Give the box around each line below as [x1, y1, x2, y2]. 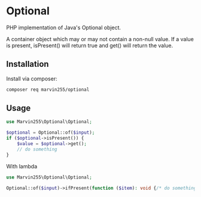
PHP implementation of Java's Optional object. [6, 24, 121, 31]
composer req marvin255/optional [6, 87, 90, 93]
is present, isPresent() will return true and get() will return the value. [6, 42, 173, 49]
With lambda [6, 162, 38, 170]
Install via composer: [6, 75, 58, 82]
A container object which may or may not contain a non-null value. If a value [6, 35, 194, 42]
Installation [6, 59, 49, 69]
